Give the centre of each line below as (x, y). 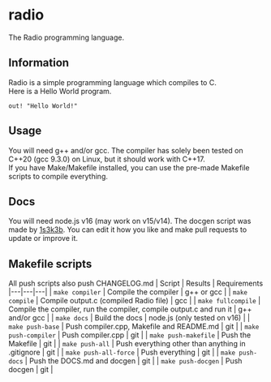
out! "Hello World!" (43, 106)
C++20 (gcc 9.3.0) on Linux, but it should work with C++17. (107, 159)
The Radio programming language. (66, 37)
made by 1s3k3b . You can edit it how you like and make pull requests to (128, 230)
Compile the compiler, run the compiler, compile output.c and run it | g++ (130, 309)
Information (39, 63)
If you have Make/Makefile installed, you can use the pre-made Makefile (129, 167)
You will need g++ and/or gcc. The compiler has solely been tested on (126, 150)
